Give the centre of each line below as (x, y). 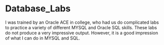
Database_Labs (38, 9)
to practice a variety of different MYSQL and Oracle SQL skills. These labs (81, 27)
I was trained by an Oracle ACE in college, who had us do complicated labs (82, 22)
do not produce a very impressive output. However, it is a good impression (82, 33)
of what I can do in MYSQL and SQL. (43, 38)
